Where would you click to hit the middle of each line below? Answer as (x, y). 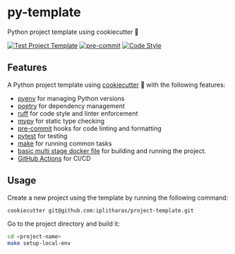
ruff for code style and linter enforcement (78, 113)
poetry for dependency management (71, 106)
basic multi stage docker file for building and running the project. (112, 151)
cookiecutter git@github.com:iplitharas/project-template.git (101, 210)
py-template (44, 12)
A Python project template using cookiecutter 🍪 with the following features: (116, 85)
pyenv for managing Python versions (71, 98)
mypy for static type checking (61, 121)
